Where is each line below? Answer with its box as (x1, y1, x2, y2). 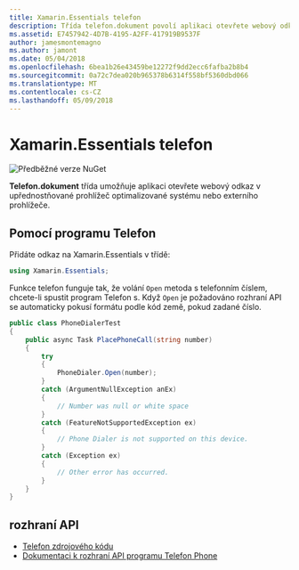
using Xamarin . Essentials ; (9, 266, 109, 276)
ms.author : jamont (9, 46, 77, 55)
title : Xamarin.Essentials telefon (9, 12, 141, 22)
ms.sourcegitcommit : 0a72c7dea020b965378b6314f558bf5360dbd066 (9, 71, 249, 80)
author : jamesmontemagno (9, 37, 101, 47)
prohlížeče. (9, 199, 51, 210)
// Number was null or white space (56, 402, 190, 411)
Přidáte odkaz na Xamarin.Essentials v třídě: (9, 249, 171, 260)
